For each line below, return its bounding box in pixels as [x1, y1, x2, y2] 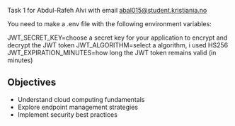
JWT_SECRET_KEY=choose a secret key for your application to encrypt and [7, 33, 228, 42]
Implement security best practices [17, 110, 118, 119]
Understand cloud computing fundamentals [17, 95, 145, 103]
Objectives [7, 76, 57, 88]
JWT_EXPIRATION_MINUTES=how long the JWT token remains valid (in [7, 49, 217, 57]
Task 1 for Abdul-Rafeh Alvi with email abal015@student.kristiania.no [7, 6, 207, 14]
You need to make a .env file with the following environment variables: [7, 20, 212, 28]
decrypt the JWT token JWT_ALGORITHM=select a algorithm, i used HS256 [7, 41, 229, 49]
